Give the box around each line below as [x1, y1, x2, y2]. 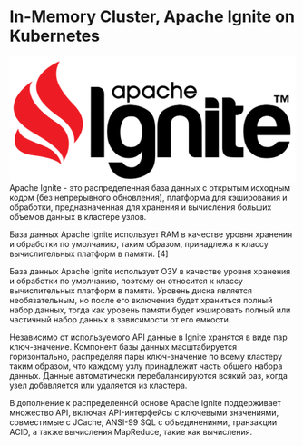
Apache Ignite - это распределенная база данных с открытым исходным [9, 182, 290, 193]
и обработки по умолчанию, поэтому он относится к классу [9, 275, 243, 286]
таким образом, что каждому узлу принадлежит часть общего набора [9, 361, 283, 372]
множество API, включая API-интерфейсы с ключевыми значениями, [9, 407, 279, 418]
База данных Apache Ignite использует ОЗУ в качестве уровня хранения [9, 265, 291, 276]
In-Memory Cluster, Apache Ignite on [9, 6, 295, 27]
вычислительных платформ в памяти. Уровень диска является [9, 284, 252, 296]
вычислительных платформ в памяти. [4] [9, 248, 169, 259]
